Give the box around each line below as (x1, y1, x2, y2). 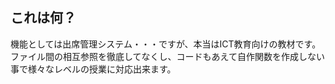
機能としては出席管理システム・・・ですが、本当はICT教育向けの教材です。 (10, 38, 322, 50)
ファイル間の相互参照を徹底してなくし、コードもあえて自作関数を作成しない (10, 50, 325, 62)
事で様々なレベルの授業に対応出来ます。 (10, 63, 177, 75)
